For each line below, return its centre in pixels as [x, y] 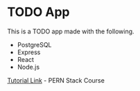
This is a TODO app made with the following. [71, 31]
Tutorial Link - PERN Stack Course [56, 80]
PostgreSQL [34, 44]
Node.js [28, 67]
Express [29, 52]
